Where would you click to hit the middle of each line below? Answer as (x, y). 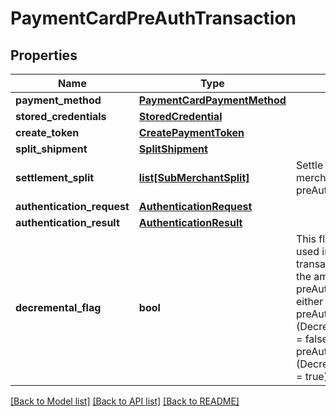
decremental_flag (58, 307)
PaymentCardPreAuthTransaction (153, 18)
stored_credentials (61, 116)
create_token (47, 132)
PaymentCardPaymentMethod (212, 100)
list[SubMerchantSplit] (194, 177)
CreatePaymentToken (191, 132)
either (309, 301)
